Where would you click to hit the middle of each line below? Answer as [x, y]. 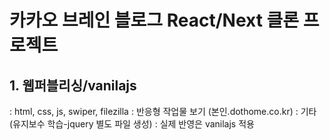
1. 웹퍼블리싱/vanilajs [73, 85]
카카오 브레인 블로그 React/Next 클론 [154, 20]
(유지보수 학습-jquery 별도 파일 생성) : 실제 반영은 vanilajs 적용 [132, 124]
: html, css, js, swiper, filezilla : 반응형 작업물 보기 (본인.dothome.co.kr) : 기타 [163, 111]
